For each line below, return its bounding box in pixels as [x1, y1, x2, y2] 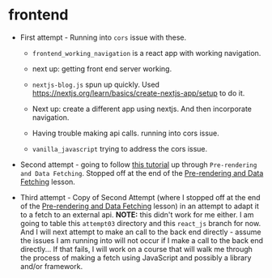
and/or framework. [19, 261, 83, 271]
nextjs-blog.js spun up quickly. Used [32, 79, 160, 89]
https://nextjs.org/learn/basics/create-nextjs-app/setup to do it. [32, 88, 245, 98]
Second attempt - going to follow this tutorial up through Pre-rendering [19, 160, 257, 169]
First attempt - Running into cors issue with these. [19, 32, 187, 42]
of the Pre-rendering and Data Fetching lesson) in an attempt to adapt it [19, 201, 259, 211]
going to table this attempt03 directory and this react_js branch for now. [19, 218, 261, 228]
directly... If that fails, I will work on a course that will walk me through [19, 244, 253, 254]
